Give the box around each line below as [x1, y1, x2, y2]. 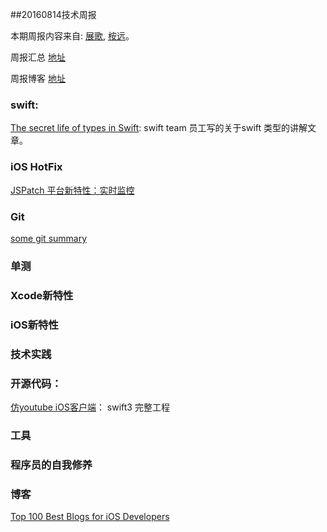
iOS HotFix [10, 160, 63, 174]
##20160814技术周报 [10, 9, 97, 20]
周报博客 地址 [10, 73, 66, 84]
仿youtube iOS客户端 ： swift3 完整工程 [10, 401, 170, 413]
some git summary [10, 232, 88, 244]
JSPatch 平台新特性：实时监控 [10, 184, 135, 196]
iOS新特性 [10, 318, 59, 332]
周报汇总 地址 [10, 51, 66, 63]
